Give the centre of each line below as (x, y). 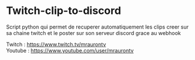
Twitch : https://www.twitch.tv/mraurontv (56, 44)
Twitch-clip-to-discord (64, 11)
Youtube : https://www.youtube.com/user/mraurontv (70, 50)
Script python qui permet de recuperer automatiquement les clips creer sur (97, 27)
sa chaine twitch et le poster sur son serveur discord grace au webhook (94, 33)
